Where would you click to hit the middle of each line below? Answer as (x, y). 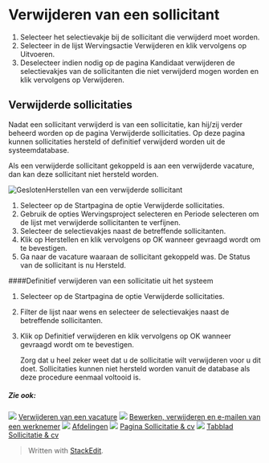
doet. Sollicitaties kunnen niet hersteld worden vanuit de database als (135, 368)
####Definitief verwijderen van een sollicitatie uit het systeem (111, 281)
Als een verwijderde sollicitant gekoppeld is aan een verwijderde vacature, (131, 166)
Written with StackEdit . (66, 450)
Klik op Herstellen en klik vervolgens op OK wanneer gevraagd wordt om (140, 240)
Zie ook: (22, 395)
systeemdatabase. (39, 150)
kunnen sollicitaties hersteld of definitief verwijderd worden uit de (117, 141)
